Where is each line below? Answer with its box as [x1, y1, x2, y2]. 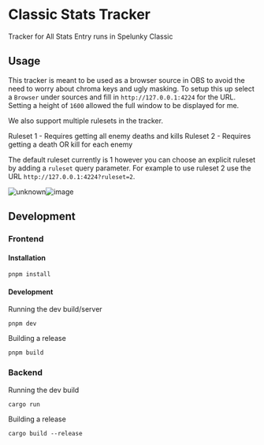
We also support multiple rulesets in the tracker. [8, 116, 164, 125]
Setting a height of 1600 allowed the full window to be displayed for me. [8, 100, 240, 110]
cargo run [8, 400, 41, 408]
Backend [8, 367, 43, 378]
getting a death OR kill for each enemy [8, 140, 133, 149]
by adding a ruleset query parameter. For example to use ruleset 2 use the [8, 163, 251, 173]
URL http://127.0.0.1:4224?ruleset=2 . [8, 171, 136, 181]
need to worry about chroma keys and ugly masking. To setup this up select [8, 84, 255, 93]
